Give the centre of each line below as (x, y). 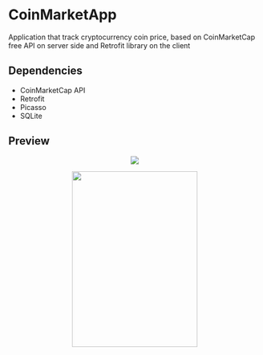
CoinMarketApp (63, 15)
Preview (29, 141)
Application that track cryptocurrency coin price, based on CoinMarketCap (132, 37)
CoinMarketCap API (53, 90)
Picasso (33, 107)
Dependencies (45, 71)
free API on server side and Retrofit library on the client (99, 45)
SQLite (31, 116)
